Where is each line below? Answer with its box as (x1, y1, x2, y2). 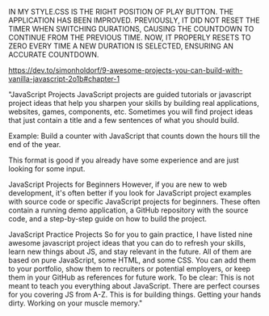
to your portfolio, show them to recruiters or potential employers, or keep (8, 264, 251, 273)
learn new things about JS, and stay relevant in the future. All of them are (8, 246, 252, 256)
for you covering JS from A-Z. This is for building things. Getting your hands (8, 290, 261, 299)
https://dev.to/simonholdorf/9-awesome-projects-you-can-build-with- (8, 65, 243, 75)
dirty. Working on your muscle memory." (8, 298, 143, 308)
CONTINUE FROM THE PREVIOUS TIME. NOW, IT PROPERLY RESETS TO (8, 32, 252, 42)
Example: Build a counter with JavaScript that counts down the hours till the (8, 131, 260, 141)
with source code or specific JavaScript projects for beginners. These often (8, 197, 261, 206)
